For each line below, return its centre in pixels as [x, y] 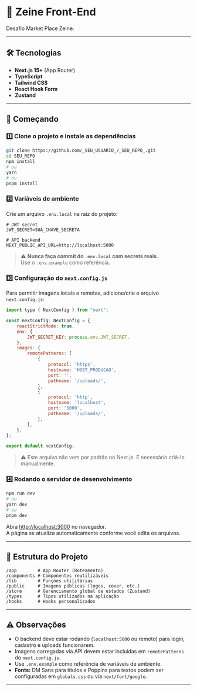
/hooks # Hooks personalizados [51, 601]
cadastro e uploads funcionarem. [55, 645]
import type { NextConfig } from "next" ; [57, 310]
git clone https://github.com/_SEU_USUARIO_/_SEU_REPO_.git [81, 151]
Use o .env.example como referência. [65, 262]
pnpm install [22, 183]
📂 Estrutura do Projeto [47, 557]
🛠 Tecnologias [34, 53]
